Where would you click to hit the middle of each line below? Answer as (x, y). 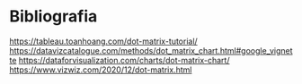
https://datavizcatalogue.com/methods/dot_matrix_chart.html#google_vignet (151, 50)
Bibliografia (53, 17)
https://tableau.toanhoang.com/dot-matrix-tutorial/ (103, 41)
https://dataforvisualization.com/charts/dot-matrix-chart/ (124, 60)
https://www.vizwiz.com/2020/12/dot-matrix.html (101, 70)
